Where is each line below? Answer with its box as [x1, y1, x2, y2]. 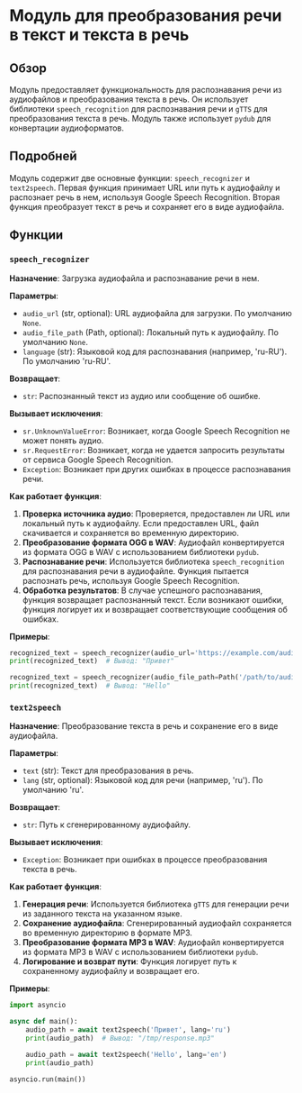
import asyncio [9, 1001, 67, 1010]
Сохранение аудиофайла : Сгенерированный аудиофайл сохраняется [22, 918, 292, 929]
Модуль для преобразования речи [9, 5, 282, 26]
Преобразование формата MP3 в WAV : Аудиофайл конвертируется [22, 937, 285, 948]
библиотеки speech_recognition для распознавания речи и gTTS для [9, 104, 268, 114]
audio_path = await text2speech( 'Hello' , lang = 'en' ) [25, 1050, 227, 1059]
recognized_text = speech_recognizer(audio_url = [9, 648, 195, 658]
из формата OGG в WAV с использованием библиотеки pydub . [22, 546, 260, 557]
